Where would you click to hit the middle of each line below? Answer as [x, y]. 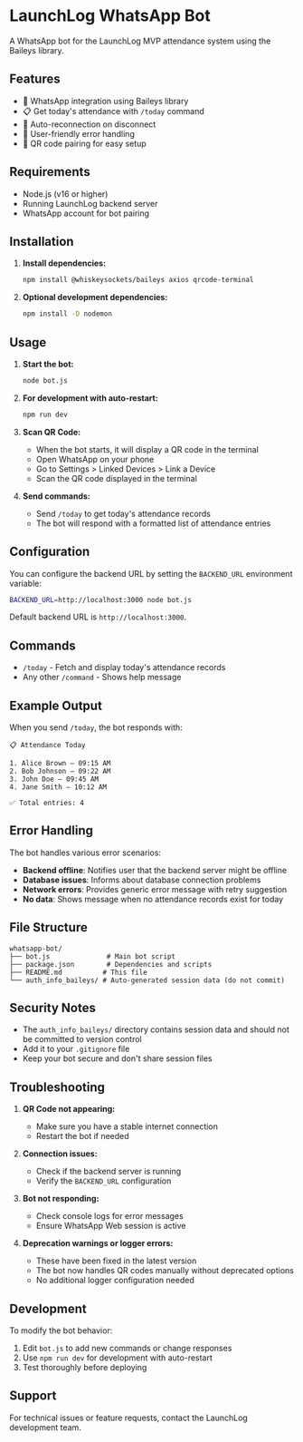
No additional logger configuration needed [115, 1281]
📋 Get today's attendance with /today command [114, 111]
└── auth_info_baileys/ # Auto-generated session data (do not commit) [147, 980]
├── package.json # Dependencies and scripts [111, 964]
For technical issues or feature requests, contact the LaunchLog [129, 1418]
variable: [26, 583]
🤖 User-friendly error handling [79, 133]
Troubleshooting [57, 1087]
